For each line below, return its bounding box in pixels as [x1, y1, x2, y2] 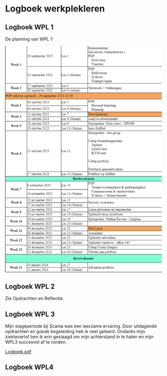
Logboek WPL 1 [5, 23, 54, 31]
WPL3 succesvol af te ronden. [5, 339, 67, 345]
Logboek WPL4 [5, 363, 54, 372]
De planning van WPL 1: [5, 36, 54, 42]
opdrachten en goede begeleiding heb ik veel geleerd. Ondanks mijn [5, 329, 146, 335]
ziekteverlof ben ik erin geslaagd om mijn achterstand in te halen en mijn [5, 334, 154, 340]
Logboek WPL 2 [5, 282, 55, 291]
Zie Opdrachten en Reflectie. [5, 295, 64, 302]
